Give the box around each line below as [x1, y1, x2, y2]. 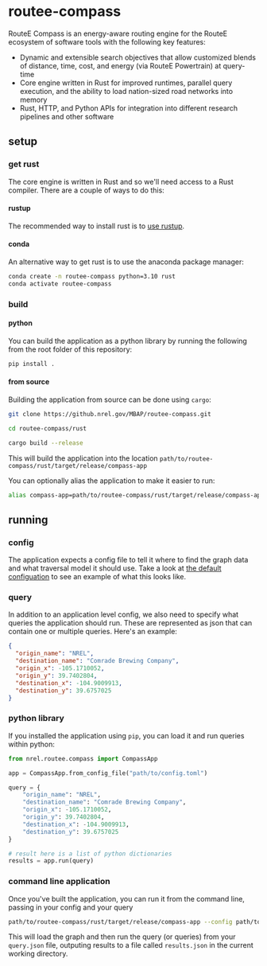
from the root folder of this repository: [8, 345, 133, 354]
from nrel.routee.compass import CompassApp [8, 754, 158, 762]
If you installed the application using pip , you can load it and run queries [8, 730, 245, 740]
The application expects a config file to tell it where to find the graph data [8, 555, 249, 565]
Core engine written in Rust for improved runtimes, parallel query [19, 78, 233, 88]
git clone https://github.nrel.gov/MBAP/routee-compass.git [8, 410, 212, 418]
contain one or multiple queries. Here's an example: [8, 627, 177, 637]
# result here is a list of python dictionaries [8, 850, 172, 858]
